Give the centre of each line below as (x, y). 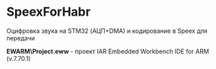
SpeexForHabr (48, 12)
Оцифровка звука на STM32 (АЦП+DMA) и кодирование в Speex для (107, 31)
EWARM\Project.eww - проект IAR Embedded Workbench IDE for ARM (108, 51)
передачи (21, 38)
